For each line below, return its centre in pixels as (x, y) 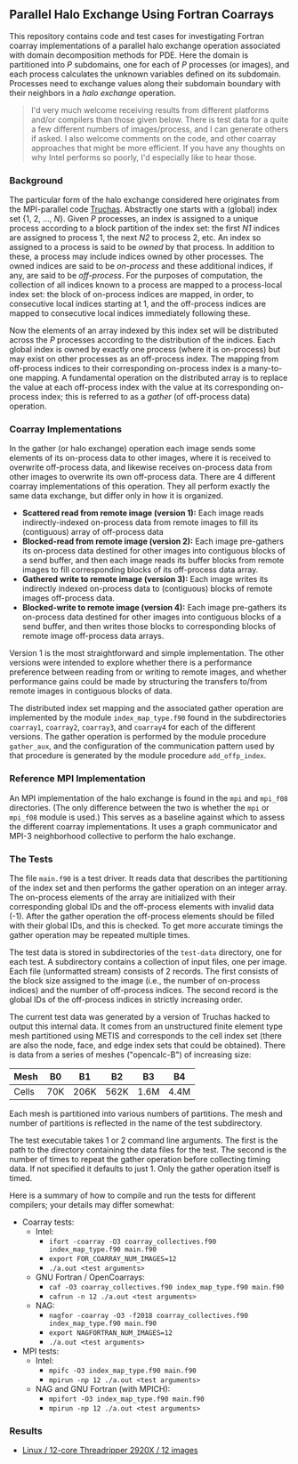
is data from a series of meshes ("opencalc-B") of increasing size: (130, 1055)
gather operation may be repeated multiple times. (100, 935)
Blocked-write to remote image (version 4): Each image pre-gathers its (154, 608)
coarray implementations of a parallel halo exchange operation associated (145, 45)
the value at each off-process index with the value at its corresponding (139, 387)
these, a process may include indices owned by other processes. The (137, 256)
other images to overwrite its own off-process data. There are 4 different (142, 477)
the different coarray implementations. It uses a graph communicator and (143, 826)
